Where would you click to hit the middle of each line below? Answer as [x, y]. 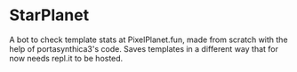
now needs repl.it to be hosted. [66, 58]
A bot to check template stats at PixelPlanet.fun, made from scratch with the [148, 40]
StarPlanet [49, 15]
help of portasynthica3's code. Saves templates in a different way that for [144, 48]
